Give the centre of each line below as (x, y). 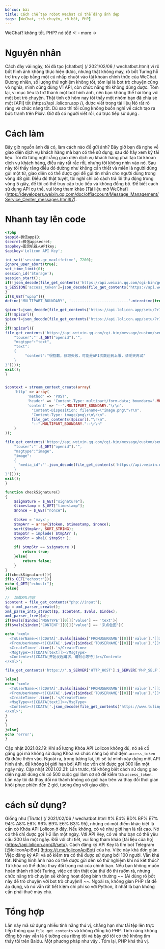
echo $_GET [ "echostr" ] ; (29, 584)
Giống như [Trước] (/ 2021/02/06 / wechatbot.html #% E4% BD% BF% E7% (82, 818)
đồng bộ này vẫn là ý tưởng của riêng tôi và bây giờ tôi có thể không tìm (78, 936)
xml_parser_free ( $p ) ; (27, 616)
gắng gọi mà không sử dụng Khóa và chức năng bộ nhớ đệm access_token (80, 754)
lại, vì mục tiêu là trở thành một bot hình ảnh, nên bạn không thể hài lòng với (82, 93)
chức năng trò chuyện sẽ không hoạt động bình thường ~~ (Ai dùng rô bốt (80, 876)
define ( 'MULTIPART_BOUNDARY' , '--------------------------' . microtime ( (80, 301)
